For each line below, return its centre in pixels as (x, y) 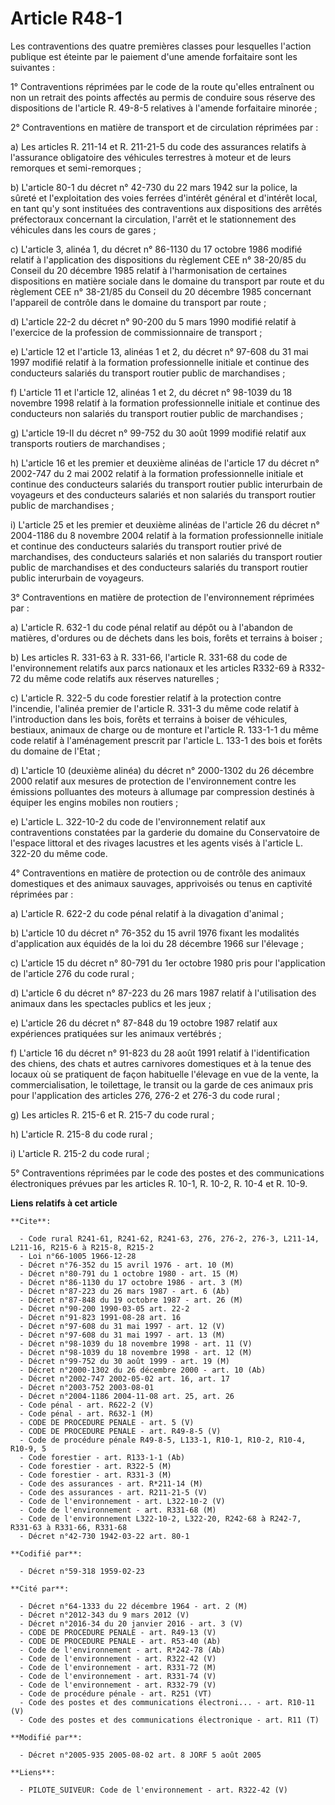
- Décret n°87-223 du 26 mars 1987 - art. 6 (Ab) (124, 1291)
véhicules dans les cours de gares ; (83, 229)
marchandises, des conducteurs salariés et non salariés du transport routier (166, 556)
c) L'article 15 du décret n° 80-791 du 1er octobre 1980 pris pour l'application (168, 963)
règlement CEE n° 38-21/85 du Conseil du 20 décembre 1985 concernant (161, 291)
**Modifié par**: (46, 1737)
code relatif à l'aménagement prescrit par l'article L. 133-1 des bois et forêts (166, 740)
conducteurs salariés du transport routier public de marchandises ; (148, 373)
